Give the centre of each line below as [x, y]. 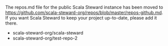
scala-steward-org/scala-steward [48, 33]
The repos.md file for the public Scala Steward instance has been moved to [84, 7]
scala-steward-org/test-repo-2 [45, 38]
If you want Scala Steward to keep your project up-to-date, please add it [81, 18]
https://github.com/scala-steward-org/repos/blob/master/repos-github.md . [84, 12]
